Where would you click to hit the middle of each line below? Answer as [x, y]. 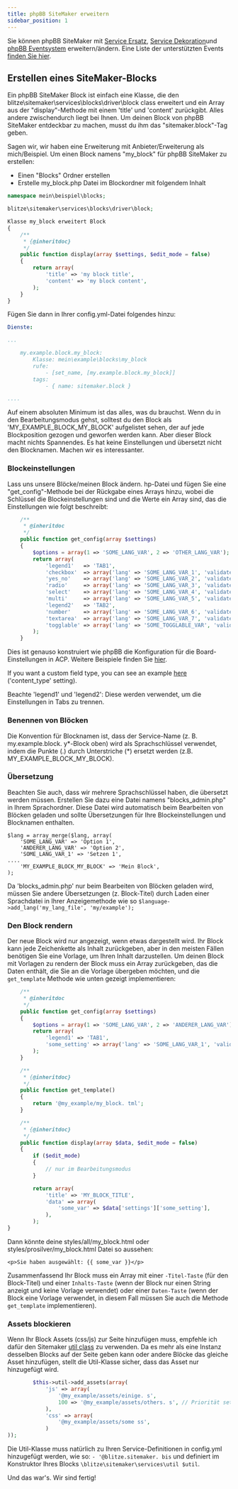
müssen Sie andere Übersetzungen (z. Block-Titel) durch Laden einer [108, 893]
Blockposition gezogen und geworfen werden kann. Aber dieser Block [109, 435]
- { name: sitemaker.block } [88, 386]
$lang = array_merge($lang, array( [60, 835]
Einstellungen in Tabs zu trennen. [56, 702]
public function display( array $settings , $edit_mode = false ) [115, 255]
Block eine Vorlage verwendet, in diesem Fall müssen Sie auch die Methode [118, 1298]
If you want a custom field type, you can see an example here [97, 673]
